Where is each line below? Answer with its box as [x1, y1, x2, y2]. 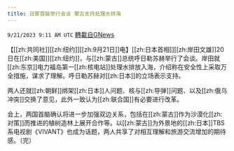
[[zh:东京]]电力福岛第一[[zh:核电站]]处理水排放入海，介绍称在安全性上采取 [7, 62, 221, 71]
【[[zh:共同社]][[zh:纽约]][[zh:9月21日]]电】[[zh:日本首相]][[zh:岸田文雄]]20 [7, 45, 224, 53]
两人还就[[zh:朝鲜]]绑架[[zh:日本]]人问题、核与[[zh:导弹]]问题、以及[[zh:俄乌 [7, 86, 228, 94]
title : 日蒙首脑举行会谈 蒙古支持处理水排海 [7, 10, 121, 17]
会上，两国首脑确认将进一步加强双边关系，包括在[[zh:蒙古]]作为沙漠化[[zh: [7, 110, 223, 118]
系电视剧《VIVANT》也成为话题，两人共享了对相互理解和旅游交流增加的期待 [7, 127, 226, 136]
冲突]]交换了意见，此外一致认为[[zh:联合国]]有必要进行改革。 [7, 95, 184, 103]
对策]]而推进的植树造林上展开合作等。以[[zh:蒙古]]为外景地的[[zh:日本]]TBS [7, 118, 226, 127]
